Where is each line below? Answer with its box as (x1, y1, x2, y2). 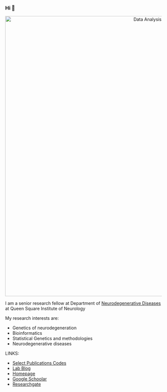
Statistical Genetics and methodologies (12, 336, 93, 342)
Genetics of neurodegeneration (12, 325, 77, 331)
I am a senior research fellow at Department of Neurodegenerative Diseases (5, 300, 161, 306)
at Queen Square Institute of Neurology (5, 306, 85, 312)
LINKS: (5, 351, 19, 357)
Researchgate (12, 381, 41, 388)
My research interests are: (5, 315, 59, 321)
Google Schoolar (12, 376, 47, 382)
